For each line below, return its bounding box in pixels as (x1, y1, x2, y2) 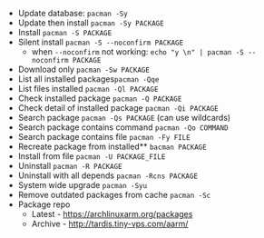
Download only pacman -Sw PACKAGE (17, 64, 150, 74)
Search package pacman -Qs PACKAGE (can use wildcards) (17, 113, 231, 123)
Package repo (17, 199, 71, 210)
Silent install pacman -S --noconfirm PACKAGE (17, 36, 184, 47)
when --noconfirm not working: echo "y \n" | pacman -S (31, 46, 245, 57)
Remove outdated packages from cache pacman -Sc (17, 190, 211, 200)
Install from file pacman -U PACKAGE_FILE (17, 151, 166, 162)
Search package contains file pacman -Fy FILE (17, 132, 191, 142)
